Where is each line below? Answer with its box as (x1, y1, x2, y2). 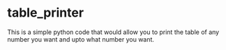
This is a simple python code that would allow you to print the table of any (7, 28, 220, 36)
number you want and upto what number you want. (7, 35, 155, 43)
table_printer (7, 5, 84, 21)
